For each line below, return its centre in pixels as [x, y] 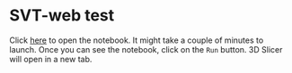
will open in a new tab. [51, 59]
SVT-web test [62, 16]
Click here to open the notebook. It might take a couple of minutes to [137, 40]
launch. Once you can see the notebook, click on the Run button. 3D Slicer [146, 49]
